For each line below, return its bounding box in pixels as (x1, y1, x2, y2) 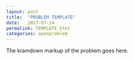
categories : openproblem (6, 31, 68, 37)
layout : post (6, 8, 39, 15)
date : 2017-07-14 (6, 20, 55, 26)
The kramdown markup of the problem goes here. (6, 47, 129, 54)
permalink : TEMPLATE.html (6, 25, 70, 31)
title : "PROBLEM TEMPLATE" (6, 14, 76, 20)
